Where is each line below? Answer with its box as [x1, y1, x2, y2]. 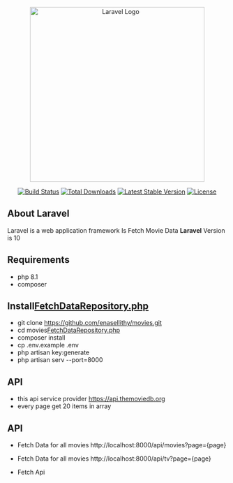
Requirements [7, 254, 70, 266]
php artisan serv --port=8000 [17, 356, 103, 364]
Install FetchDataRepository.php [7, 301, 149, 312]
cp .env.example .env [17, 341, 79, 349]
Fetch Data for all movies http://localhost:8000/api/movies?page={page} [17, 441, 227, 449]
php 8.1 [17, 273, 38, 281]
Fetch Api [17, 468, 45, 477]
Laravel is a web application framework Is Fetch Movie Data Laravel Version [7, 226, 225, 234]
